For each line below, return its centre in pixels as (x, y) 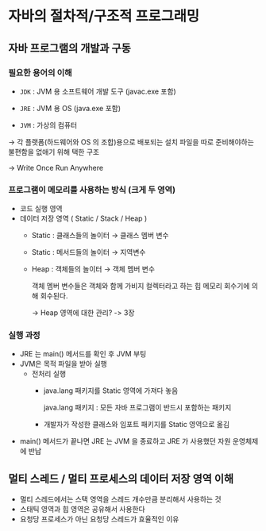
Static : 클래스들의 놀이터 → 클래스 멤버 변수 (100, 236)
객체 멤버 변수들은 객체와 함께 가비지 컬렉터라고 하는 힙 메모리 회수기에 (141, 286)
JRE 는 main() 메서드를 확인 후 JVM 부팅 (83, 354)
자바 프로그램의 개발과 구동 (69, 48)
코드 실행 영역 (41, 209)
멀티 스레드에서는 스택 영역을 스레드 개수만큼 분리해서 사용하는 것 (120, 499)
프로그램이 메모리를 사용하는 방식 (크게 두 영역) (92, 190)
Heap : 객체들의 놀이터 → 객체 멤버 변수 (93, 269)
